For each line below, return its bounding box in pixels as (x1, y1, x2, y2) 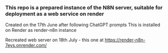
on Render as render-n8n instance (5, 27, 77, 33)
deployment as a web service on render (5, 10, 104, 17)
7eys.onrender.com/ (5, 42, 47, 48)
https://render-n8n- (104, 37, 146, 43)
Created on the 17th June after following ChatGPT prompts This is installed (5, 22, 160, 28)
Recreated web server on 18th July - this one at (5, 37, 104, 43)
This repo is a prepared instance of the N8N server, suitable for (5, 4, 163, 11)
